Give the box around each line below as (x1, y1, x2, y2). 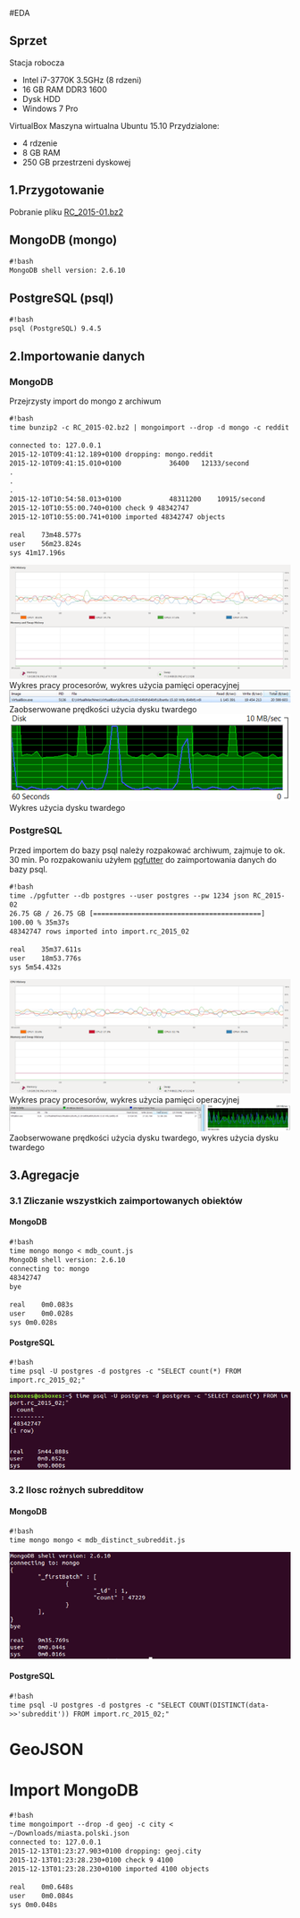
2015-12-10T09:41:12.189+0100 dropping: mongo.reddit (9, 449, 214, 459)
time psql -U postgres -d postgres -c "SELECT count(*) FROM (9, 1367, 242, 1377)
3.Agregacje (9, 1167, 80, 1182)
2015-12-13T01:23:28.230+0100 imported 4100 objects (9, 1865, 210, 1874)
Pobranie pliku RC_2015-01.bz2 (9, 206, 124, 217)
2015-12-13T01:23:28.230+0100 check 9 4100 (9, 1856, 174, 1865)
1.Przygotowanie (9, 183, 105, 198)
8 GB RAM (21, 147, 61, 158)
